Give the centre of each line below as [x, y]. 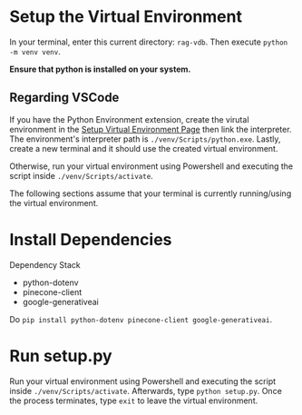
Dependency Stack [45, 264]
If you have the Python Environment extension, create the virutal [129, 119]
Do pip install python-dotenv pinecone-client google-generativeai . [141, 319]
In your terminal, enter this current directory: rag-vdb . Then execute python [149, 42]
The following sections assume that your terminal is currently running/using [151, 193]
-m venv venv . [35, 51]
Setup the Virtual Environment [126, 17]
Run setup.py [61, 356]
